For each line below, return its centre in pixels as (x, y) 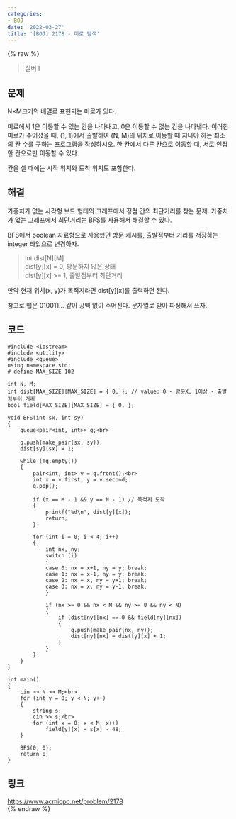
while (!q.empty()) (49, 461)
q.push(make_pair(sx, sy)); (61, 442)
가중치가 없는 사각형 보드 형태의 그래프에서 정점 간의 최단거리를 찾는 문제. (108, 211)
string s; (47, 711)
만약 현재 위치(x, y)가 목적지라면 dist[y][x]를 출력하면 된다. (89, 290)
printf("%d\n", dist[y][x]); (88, 512)
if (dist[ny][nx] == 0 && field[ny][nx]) (120, 618)
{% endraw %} (29, 808)
